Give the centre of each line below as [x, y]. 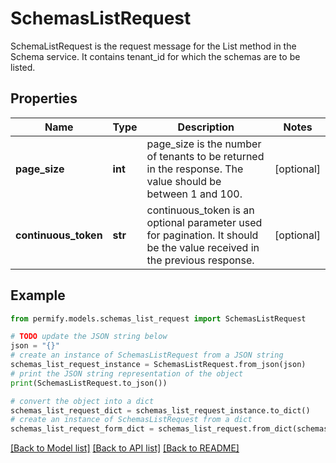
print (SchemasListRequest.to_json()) [89, 383]
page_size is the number [204, 144]
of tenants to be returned [205, 156]
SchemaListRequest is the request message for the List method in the [153, 46]
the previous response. [200, 260]
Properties [44, 98]
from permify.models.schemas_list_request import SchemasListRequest [158, 318]
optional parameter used [204, 222]
